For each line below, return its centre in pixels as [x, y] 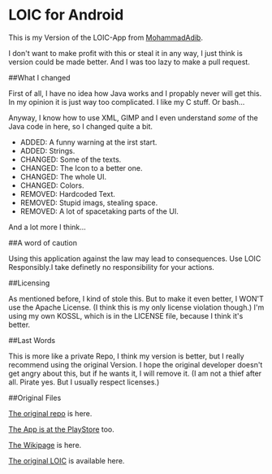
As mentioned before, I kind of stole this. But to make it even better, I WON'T [136, 298]
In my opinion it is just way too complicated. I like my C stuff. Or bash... [127, 102]
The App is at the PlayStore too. [62, 429]
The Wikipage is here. [45, 445]
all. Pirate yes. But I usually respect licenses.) [84, 382]
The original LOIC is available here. [67, 460]
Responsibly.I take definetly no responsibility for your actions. [112, 267]
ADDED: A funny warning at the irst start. [89, 142]
